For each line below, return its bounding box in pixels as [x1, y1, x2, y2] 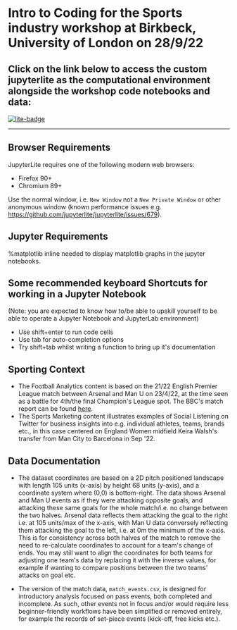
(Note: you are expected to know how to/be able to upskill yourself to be [8, 307, 217, 315]
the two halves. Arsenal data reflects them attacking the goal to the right [18, 511, 228, 519]
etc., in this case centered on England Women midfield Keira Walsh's [18, 427, 217, 436]
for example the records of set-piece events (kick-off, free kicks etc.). [18, 614, 221, 623]
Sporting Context [8, 363, 85, 375]
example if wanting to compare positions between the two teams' [18, 564, 208, 572]
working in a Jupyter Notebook [8, 288, 147, 300]
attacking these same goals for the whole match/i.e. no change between [18, 504, 228, 512]
